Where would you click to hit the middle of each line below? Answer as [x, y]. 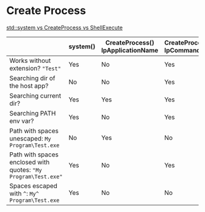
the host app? [29, 86]
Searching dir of [33, 78]
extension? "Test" [35, 68]
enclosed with [30, 162]
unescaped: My [30, 138]
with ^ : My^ [24, 193]
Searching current [35, 95]
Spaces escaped [34, 186]
